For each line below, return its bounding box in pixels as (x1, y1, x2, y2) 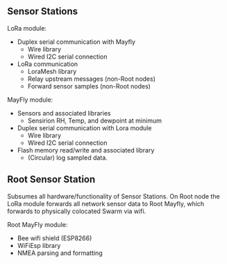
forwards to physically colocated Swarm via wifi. (7, 207, 146, 215)
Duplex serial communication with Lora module (17, 123, 152, 132)
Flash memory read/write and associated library (17, 146, 155, 154)
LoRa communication (17, 59, 78, 68)
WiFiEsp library (17, 241, 61, 249)
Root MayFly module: (7, 220, 68, 228)
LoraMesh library (27, 67, 77, 75)
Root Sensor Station (7, 173, 96, 185)
